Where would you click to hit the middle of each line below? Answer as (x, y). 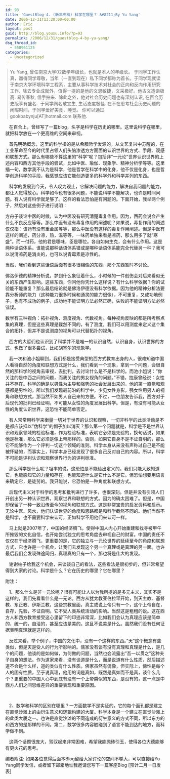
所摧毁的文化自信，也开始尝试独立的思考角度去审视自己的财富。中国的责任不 (85, 535)
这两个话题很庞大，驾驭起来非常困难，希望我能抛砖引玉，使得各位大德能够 (87, 742)
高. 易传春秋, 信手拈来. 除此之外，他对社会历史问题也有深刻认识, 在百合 (84, 97)
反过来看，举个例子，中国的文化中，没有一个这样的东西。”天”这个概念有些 (85, 641)
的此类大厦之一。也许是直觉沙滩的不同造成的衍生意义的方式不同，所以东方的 (85, 718)
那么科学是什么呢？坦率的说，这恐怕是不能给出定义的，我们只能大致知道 (84, 469)
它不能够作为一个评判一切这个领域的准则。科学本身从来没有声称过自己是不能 (85, 445)
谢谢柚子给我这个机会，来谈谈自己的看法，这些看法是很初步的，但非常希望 (87, 564)
